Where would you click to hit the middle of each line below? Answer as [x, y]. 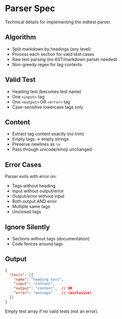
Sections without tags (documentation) [51, 239]
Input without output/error [38, 191]
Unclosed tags [26, 212]
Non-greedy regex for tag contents [47, 64]
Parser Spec [30, 9]
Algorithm [21, 37]
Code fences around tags [37, 244]
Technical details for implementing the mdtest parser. [58, 22]
